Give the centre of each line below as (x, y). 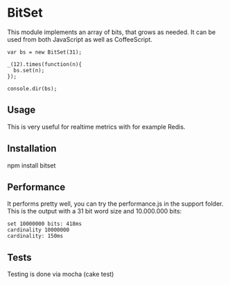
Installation (32, 148)
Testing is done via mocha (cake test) (61, 274)
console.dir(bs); (32, 88)
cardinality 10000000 (38, 230)
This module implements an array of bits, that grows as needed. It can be (112, 32)
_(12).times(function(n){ (44, 64)
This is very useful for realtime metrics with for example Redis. (96, 127)
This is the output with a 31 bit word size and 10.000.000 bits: (95, 211)
